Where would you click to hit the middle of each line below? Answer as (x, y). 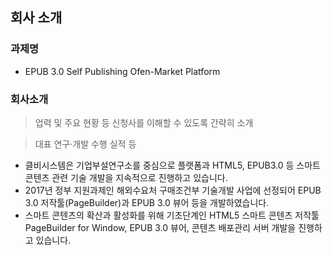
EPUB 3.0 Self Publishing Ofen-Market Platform (122, 71)
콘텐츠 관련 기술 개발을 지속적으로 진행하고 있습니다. (126, 177)
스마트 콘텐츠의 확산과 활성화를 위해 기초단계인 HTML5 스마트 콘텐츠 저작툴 (172, 215)
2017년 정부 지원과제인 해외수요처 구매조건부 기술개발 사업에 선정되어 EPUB (173, 190)
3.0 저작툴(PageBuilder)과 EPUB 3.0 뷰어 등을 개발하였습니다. (147, 202)
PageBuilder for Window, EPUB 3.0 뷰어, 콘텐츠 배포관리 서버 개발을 (160, 227)
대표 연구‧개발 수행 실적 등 (85, 144)
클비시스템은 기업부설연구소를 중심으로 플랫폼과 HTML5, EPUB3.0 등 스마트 (172, 165)
